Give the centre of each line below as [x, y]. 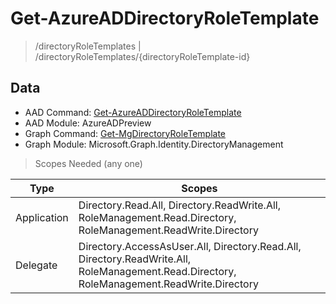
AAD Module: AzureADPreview [88, 123]
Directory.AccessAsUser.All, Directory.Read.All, [190, 246]
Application [42, 217]
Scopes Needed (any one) [88, 163]
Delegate [36, 265]
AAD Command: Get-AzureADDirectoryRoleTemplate [133, 112]
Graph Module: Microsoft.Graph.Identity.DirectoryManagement [154, 144]
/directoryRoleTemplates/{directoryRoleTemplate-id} [142, 56]
